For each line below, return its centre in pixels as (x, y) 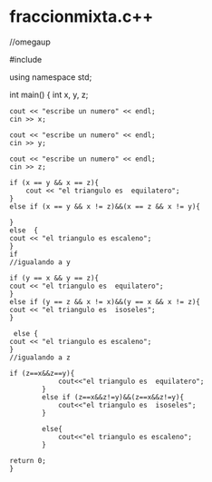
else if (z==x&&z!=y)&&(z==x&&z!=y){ (113, 397)
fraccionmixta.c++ (82, 17)
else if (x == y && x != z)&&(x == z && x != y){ (105, 206)
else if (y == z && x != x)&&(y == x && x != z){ (105, 301)
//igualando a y (40, 262)
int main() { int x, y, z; (49, 94)
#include (26, 59)
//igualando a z (40, 357)
